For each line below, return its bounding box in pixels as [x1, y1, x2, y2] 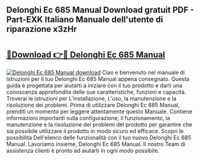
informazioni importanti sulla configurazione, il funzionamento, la [6, 115, 171, 121]
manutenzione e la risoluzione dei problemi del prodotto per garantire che [6, 121, 193, 128]
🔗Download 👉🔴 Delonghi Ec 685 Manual [6, 49, 166, 60]
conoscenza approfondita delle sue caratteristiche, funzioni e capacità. [6, 88, 187, 96]
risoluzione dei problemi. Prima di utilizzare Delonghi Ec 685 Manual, [6, 101, 180, 109]
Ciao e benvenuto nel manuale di [102, 69, 185, 76]
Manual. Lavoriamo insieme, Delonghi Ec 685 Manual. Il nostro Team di [6, 140, 186, 148]
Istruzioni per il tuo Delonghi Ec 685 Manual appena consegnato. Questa [6, 75, 190, 82]
